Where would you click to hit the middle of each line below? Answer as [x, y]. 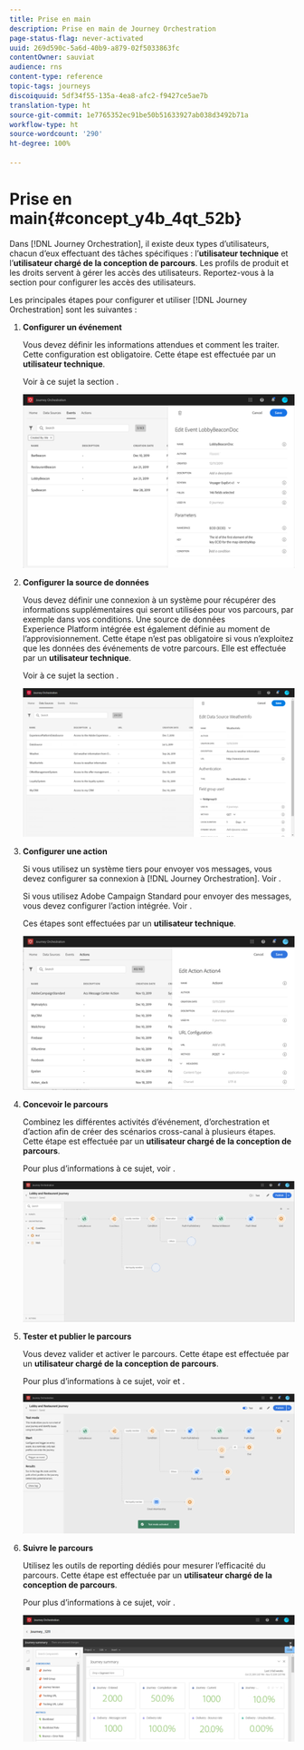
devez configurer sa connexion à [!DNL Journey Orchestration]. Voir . [152, 879]
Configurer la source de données [85, 582]
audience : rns [36, 67]
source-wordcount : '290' [56, 134]
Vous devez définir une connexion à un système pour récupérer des [149, 600]
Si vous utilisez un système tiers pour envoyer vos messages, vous [147, 869]
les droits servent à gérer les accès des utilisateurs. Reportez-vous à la [142, 272]
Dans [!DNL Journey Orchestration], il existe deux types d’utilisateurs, [139, 243]
